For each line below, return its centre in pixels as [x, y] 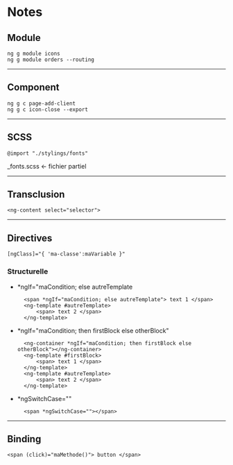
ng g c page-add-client [42, 103]
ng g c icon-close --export [48, 109]
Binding [24, 439]
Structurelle [28, 271]
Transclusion [36, 195]
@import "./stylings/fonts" [48, 153]
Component [34, 87]
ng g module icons [34, 53]
